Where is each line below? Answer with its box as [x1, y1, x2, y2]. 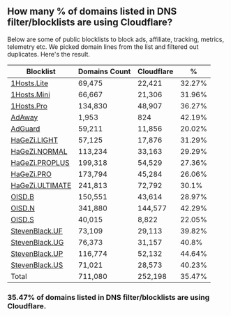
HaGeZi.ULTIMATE [10, 180, 72, 190]
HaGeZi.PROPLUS [10, 157, 70, 167]
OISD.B [10, 192, 35, 201]
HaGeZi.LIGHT [10, 135, 58, 145]
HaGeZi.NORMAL [10, 146, 68, 156]
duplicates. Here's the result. [7, 50, 91, 58]
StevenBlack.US [10, 260, 64, 270]
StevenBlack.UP [10, 248, 64, 258]
